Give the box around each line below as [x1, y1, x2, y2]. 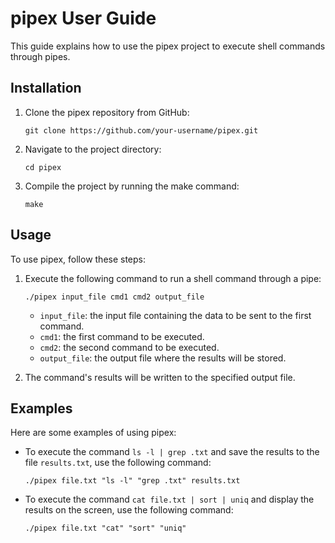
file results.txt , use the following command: [24, 457, 212, 469]
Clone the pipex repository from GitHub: [24, 106, 190, 118]
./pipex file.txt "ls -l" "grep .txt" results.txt [24, 476, 241, 486]
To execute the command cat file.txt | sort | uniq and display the [24, 493, 315, 506]
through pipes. [10, 50, 71, 62]
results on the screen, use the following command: [24, 504, 234, 516]
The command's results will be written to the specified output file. [24, 371, 296, 383]
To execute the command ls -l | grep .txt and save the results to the [24, 446, 320, 458]
